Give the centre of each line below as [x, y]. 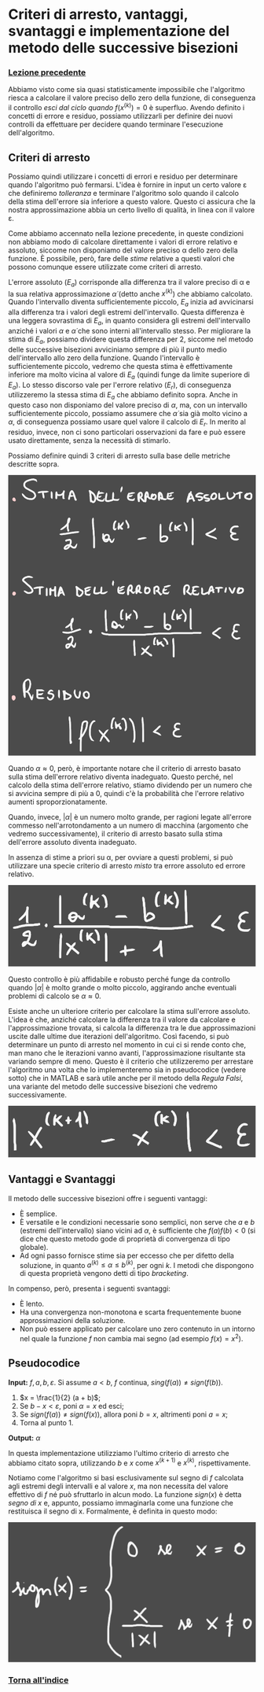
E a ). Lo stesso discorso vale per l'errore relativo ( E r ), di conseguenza [120, 385]
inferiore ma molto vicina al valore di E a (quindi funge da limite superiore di [129, 375]
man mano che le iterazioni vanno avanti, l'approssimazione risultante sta [127, 1052]
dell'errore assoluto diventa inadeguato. [73, 842]
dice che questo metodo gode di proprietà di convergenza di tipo [125, 1239]
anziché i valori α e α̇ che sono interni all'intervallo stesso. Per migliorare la [130, 331]
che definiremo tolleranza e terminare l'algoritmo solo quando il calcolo [124, 193]
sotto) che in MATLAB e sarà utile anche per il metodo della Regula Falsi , [126, 1078]
